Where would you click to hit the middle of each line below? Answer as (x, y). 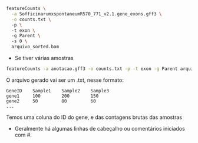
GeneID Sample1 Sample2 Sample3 (58, 91)
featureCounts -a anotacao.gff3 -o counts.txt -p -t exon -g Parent (92, 69)
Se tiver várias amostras (44, 58)
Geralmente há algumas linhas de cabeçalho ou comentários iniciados (100, 128)
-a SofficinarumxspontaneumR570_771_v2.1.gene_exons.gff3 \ (87, 14)
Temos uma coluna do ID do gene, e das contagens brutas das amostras (94, 117)
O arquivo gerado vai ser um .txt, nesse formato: (65, 80)
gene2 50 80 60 (51, 101)
